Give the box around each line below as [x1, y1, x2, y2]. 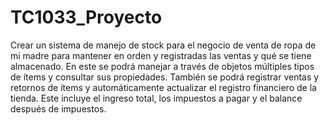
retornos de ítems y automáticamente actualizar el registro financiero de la [10, 81, 317, 93]
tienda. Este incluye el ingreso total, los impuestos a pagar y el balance [10, 92, 303, 104]
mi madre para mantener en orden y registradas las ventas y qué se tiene [10, 49, 312, 61]
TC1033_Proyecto [10, 6, 163, 29]
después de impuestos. [10, 102, 107, 115]
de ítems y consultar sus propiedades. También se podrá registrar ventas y [10, 71, 320, 83]
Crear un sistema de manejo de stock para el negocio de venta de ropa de [10, 39, 317, 51]
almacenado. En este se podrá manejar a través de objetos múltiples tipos [10, 60, 315, 72]
